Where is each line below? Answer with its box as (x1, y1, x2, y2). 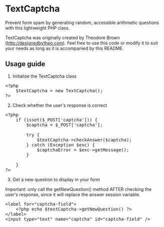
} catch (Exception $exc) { (26, 142, 95, 148)
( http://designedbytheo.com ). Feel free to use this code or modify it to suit (5, 40, 158, 46)
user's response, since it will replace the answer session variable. (5, 191, 140, 197)
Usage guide (5, 60, 45, 68)
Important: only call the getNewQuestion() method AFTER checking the (5, 186, 151, 192)
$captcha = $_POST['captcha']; (26, 122, 103, 128)
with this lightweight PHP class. (5, 25, 70, 31)
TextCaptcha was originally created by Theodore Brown (5, 35, 120, 41)
